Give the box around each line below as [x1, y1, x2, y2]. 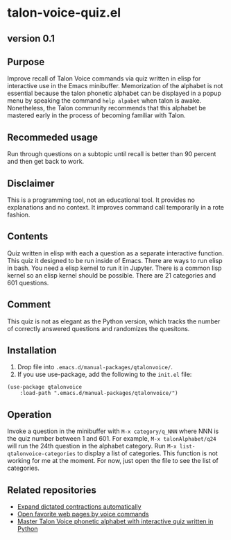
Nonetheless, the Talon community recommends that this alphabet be [7, 104, 207, 112]
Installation [7, 345, 57, 357]
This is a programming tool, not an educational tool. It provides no [7, 196, 196, 204]
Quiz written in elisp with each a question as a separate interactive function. [7, 248, 224, 258]
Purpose [7, 56, 45, 67]
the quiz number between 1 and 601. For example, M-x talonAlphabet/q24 [7, 434, 216, 443]
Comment [7, 298, 51, 310]
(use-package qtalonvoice [7, 384, 82, 391]
